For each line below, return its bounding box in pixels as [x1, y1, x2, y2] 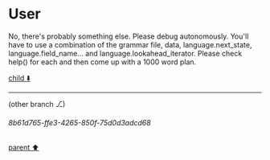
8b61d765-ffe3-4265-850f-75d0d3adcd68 [8, 117, 151, 127]
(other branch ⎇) [8, 99, 66, 109]
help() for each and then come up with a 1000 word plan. [8, 57, 197, 67]
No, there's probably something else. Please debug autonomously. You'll [8, 31, 249, 41]
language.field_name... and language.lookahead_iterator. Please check [8, 48, 243, 58]
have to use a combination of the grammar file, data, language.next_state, [8, 39, 252, 49]
